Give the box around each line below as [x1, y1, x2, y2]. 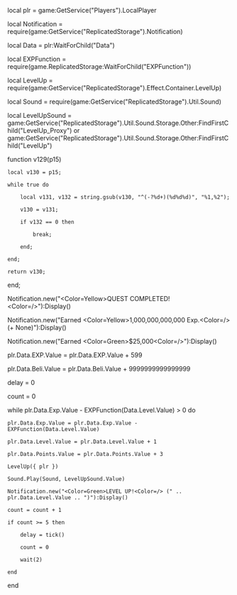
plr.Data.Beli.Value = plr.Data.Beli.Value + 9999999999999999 [7, 365, 191, 373]
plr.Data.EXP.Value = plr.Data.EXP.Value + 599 [7, 351, 143, 359]
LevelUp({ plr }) [7, 463, 59, 470]
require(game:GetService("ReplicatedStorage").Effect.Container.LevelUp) [7, 84, 222, 92]
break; [33, 231, 53, 238]
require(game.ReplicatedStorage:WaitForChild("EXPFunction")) [7, 62, 192, 70]
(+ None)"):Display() [7, 323, 67, 332]
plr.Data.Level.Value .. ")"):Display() [7, 494, 129, 501]
